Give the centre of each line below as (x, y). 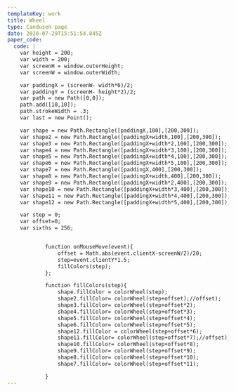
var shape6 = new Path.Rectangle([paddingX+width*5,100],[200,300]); (124, 163)
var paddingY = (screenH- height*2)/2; (78, 92)
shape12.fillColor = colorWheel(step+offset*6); (130, 331)
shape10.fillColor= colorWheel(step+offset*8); (128, 345)
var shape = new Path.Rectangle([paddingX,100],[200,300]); (110, 131)
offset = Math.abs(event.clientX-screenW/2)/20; (130, 253)
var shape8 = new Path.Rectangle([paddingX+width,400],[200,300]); (120, 176)
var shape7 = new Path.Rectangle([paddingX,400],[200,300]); (111, 170)
